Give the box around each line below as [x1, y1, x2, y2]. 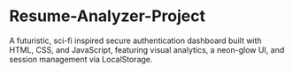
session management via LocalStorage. [9, 54, 153, 64]
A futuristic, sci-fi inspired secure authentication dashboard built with [9, 35, 263, 46]
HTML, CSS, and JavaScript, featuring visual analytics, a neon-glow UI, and [9, 44, 285, 55]
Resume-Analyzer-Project [9, 6, 206, 26]
